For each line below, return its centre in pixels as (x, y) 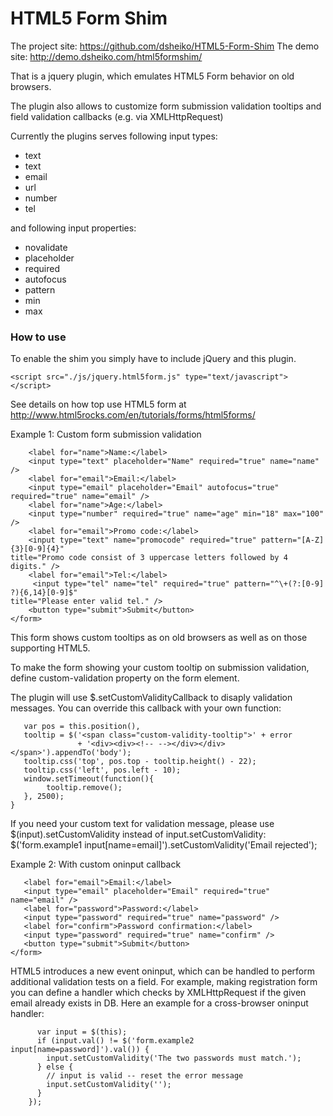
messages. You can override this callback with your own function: (146, 708)
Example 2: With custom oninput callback (96, 864)
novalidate (46, 247)
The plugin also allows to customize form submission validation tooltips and (166, 106)
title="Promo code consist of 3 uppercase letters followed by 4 (149, 558)
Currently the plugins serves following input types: (114, 136)
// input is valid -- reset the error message (145, 1076)
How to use (38, 337)
